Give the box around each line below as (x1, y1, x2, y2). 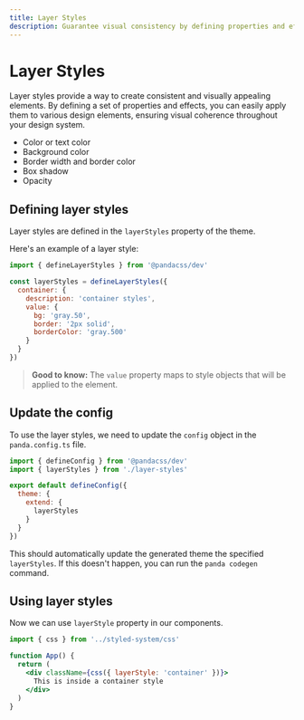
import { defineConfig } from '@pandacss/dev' (9, 456, 188, 466)
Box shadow (22, 166, 70, 177)
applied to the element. (31, 379, 119, 389)
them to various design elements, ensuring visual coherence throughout (9, 110, 278, 120)
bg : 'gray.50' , (33, 311, 91, 320)
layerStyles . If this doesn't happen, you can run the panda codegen (9, 558, 258, 569)
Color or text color (22, 137, 91, 148)
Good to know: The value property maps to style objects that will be (31, 369, 287, 380)
